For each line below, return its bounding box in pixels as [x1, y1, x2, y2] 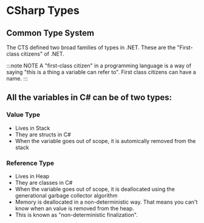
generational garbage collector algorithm [15, 191, 118, 199]
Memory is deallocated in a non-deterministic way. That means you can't [15, 198, 198, 205]
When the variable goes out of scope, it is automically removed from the [15, 137, 196, 144]
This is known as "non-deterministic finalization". [15, 211, 138, 218]
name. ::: [6, 75, 29, 82]
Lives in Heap [15, 172, 50, 179]
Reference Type [6, 159, 55, 167]
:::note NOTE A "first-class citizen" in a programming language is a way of [6, 62, 192, 69]
